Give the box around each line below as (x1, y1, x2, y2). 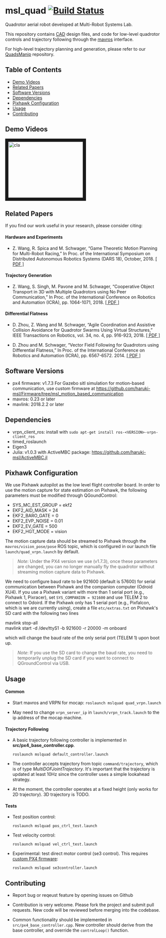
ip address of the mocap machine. (12, 715, 83, 721)
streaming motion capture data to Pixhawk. (17, 569, 106, 575)
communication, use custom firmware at (12, 385, 95, 391)
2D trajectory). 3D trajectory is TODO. (12, 791, 90, 798)
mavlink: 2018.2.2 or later (12, 401, 65, 407)
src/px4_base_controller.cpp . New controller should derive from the (12, 922, 153, 928)
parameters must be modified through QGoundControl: (5, 492, 118, 498)
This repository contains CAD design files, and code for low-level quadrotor (5, 31, 160, 37)
